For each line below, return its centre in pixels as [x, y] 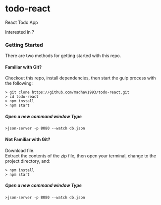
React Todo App [22, 22]
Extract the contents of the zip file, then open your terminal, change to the [81, 156]
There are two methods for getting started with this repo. [63, 56]
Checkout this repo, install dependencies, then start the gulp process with [80, 78]
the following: [19, 83]
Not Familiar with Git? [28, 139]
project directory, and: [28, 161]
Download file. [20, 150]
